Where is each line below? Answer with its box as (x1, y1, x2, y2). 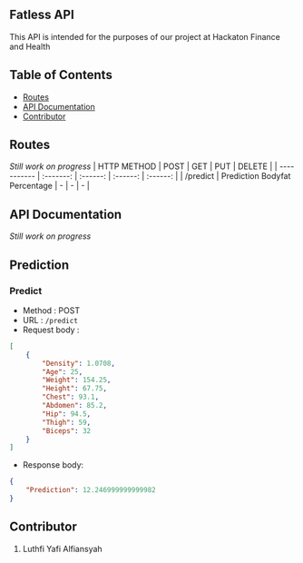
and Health (9, 41, 51, 52)
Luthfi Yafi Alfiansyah (22, 543, 103, 554)
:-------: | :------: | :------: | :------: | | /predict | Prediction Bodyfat (42, 171, 291, 182)
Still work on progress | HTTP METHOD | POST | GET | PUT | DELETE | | (9, 161, 279, 172)
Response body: (22, 459, 84, 470)
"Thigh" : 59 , (42, 418, 92, 427)
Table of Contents (9, 67, 113, 83)
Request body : (22, 324, 80, 335)
